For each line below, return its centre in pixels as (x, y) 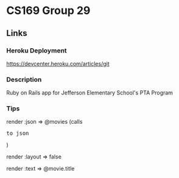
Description (24, 79)
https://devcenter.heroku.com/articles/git (58, 63)
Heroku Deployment (37, 51)
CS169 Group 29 (48, 11)
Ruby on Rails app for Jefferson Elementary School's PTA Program (90, 93)
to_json (18, 133)
